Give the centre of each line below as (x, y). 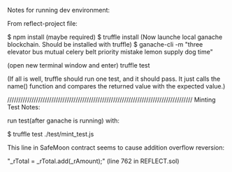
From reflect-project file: (43, 23)
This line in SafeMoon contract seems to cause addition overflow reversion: (116, 148)
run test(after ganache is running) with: (64, 120)
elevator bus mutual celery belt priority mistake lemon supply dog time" (110, 52)
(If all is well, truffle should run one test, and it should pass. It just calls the (114, 79)
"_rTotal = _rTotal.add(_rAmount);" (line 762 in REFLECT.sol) (93, 161)
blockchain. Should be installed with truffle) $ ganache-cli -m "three (105, 44)
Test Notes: (24, 107)
